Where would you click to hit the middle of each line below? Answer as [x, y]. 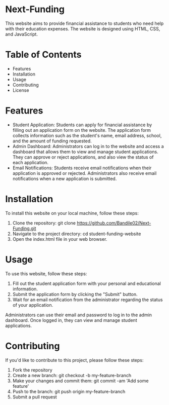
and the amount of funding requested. [52, 141]
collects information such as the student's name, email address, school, [87, 135]
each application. [31, 162]
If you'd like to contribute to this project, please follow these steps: [74, 360]
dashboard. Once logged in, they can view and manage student [71, 320]
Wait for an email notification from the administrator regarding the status [88, 300]
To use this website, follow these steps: [46, 273]
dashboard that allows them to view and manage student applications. [85, 152]
